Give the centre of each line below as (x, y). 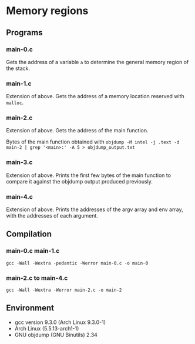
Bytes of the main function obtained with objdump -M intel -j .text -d (93, 142)
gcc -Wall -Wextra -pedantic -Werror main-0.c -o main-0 (77, 263)
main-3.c (19, 162)
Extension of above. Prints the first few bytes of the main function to (89, 175)
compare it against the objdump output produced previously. (79, 181)
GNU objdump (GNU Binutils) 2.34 (56, 335)
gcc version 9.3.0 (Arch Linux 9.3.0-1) (60, 322)
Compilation (29, 234)
